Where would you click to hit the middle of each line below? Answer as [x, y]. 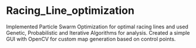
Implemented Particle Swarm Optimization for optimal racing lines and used [97, 27]
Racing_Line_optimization [70, 11]
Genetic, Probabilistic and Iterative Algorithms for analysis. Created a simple [98, 32]
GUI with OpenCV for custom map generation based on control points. [91, 39]
